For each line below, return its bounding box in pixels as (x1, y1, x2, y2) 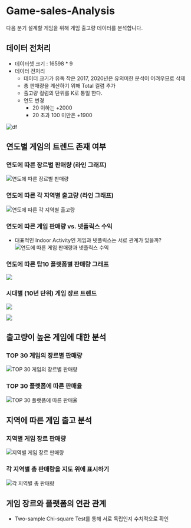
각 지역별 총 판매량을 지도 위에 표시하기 (6, 465, 110, 473)
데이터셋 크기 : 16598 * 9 (14, 60, 73, 67)
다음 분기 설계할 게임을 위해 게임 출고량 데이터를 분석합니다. (6, 24, 143, 31)
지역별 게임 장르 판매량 (6, 434, 67, 443)
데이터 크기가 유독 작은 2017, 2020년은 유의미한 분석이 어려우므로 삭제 (23, 75, 186, 82)
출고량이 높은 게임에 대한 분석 (6, 333, 107, 343)
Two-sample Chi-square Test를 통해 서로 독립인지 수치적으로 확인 (14, 515, 169, 522)
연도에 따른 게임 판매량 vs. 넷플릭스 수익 (6, 222, 113, 230)
